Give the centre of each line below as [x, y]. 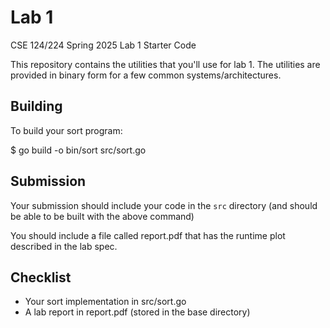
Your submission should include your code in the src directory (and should [164, 205]
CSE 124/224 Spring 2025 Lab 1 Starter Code [103, 45]
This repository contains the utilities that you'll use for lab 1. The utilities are [165, 64]
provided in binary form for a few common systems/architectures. [146, 75]
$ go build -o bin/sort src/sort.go [78, 150]
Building [36, 106]
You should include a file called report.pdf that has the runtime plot [148, 235]
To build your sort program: [66, 130]
